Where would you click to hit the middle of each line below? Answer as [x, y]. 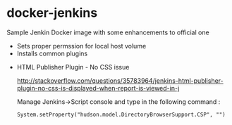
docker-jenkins [52, 13]
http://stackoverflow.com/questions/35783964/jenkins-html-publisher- [120, 80]
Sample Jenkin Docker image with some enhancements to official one [108, 32]
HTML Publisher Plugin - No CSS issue [73, 67]
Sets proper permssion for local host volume [81, 46]
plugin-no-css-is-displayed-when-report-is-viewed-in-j [98, 88]
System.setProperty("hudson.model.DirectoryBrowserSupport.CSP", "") [121, 114]
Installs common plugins [52, 53]
